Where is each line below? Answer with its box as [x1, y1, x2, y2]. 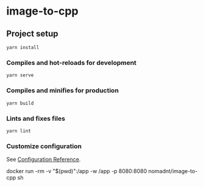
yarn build [6, 100, 34, 106]
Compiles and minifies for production [6, 86, 119, 95]
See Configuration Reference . [6, 156, 81, 163]
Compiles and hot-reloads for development [6, 58, 137, 67]
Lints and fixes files [6, 114, 66, 123]
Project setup [6, 29, 59, 39]
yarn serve [6, 72, 34, 78]
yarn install [6, 44, 40, 50]
